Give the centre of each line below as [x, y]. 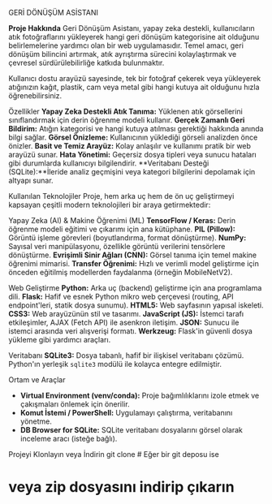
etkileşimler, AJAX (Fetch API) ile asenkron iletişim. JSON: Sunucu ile [124, 322]
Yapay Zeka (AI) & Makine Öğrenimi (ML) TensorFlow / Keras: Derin [122, 220]
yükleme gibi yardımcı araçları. [60, 340]
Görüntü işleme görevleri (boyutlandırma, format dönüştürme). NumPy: [127, 238]
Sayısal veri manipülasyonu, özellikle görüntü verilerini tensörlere [117, 246]
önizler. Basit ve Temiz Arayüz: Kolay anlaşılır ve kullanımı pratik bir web [130, 146]
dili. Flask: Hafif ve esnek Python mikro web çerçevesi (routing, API [121, 297]
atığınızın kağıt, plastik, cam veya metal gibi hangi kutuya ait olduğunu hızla [134, 87]
